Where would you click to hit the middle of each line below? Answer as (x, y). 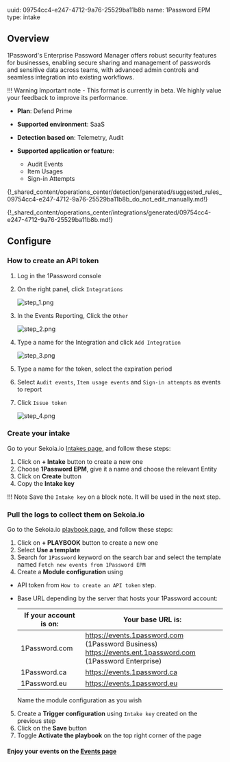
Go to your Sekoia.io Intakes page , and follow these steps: (89, 448)
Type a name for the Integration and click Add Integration (99, 342)
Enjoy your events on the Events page (62, 751)
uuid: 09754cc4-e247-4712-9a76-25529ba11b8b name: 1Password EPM (109, 10)
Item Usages (45, 171)
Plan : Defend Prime (44, 111)
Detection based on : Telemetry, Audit (70, 137)
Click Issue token (42, 402)
